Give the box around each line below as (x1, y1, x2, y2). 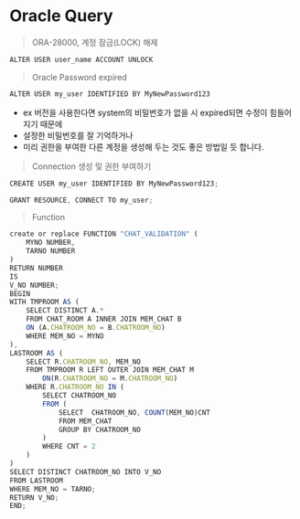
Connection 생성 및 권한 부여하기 (31, 161, 152, 172)
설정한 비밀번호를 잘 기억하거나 (22, 130, 134, 141)
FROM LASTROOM (9, 476, 64, 485)
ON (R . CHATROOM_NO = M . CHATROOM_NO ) (42, 374, 178, 384)
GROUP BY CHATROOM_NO (58, 425, 142, 434)
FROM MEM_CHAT (58, 417, 112, 426)
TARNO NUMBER (26, 247, 76, 256)
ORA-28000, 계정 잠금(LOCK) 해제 (31, 37, 158, 48)
